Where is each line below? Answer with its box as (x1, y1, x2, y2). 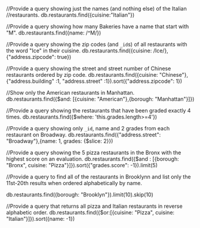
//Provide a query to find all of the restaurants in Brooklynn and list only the (6, 173, 191, 180)
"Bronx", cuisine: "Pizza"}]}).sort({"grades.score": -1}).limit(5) (6, 162, 158, 168)
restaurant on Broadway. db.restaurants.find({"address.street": (6, 131, 161, 138)
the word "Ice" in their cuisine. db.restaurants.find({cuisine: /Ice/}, (6, 47, 168, 54)
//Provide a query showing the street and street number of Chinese (6, 65, 171, 72)
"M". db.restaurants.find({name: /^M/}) (6, 29, 101, 36)
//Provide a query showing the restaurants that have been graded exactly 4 (6, 107, 191, 114)
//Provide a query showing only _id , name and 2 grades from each (6, 125, 170, 132)
